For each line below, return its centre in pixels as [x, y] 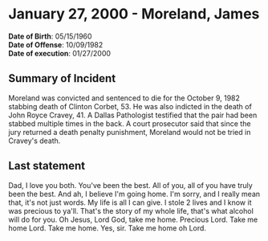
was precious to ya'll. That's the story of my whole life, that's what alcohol [131, 210]
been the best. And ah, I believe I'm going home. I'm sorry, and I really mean [134, 194]
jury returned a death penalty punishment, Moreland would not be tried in [130, 132]
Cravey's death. [35, 141]
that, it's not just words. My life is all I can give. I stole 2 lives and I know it [130, 202]
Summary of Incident [62, 78]
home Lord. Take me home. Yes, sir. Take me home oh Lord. [108, 228]
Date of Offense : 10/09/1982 [56, 44]
